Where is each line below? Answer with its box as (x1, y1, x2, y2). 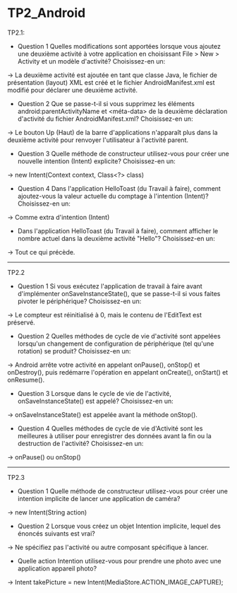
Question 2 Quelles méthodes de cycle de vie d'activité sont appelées (17, 331, 221, 340)
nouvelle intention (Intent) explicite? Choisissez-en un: (17, 157, 176, 165)
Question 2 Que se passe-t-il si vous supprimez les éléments (17, 99, 195, 107)
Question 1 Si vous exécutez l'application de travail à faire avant (17, 281, 202, 290)
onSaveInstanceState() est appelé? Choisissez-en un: (17, 397, 174, 405)
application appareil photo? (17, 564, 97, 573)
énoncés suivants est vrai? (17, 529, 95, 538)
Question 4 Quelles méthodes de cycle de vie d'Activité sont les (17, 424, 203, 433)
